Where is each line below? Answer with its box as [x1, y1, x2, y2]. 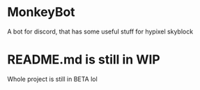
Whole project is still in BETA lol [7, 75, 98, 83]
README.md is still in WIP [7, 52, 160, 68]
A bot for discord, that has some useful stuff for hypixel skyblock [7, 27, 194, 36]
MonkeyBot [7, 4, 75, 20]
